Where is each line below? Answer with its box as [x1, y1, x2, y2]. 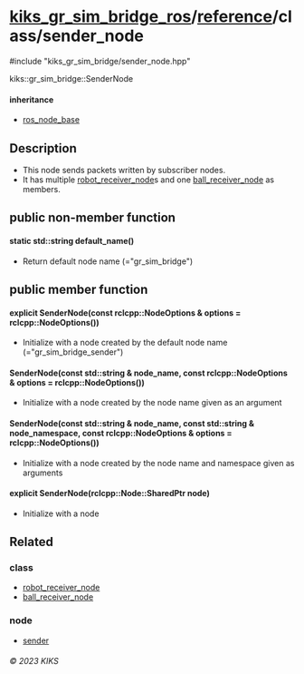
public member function [9, 281, 148, 297]
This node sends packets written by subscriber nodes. [22, 164, 226, 175]
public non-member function [9, 210, 176, 226]
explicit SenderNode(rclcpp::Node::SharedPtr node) [9, 488, 211, 499]
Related [9, 534, 54, 550]
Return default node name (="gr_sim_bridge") [22, 256, 194, 267]
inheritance [9, 93, 54, 105]
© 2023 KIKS [9, 656, 59, 667]
